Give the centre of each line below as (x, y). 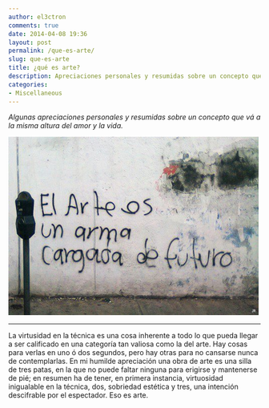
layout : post (30, 42)
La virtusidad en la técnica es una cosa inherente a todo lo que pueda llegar (133, 335)
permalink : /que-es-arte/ (51, 51)
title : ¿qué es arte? (44, 68)
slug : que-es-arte (39, 59)
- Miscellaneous (35, 93)
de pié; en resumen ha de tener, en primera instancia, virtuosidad (116, 378)
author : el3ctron (37, 17)
